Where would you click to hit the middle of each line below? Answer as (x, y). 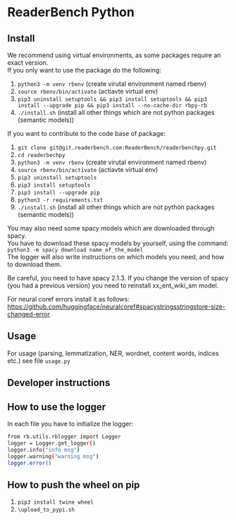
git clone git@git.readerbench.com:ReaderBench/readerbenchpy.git (117, 148)
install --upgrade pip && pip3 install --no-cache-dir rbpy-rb (112, 106)
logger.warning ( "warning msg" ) (53, 456)
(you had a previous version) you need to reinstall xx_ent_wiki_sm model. (113, 285)
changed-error (29, 314)
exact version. (28, 63)
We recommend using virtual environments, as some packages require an (114, 55)
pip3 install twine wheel (55, 502)
